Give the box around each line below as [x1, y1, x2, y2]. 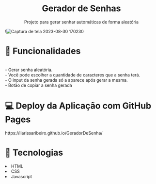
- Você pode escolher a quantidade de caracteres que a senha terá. [5, 72, 140, 78]
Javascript [11, 173, 32, 179]
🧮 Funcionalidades [5, 46, 81, 56]
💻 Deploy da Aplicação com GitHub [5, 100, 152, 111]
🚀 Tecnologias [5, 147, 63, 158]
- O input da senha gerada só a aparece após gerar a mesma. [5, 77, 128, 83]
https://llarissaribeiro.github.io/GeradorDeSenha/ [5, 130, 103, 136]
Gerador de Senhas [42, 3, 121, 14]
